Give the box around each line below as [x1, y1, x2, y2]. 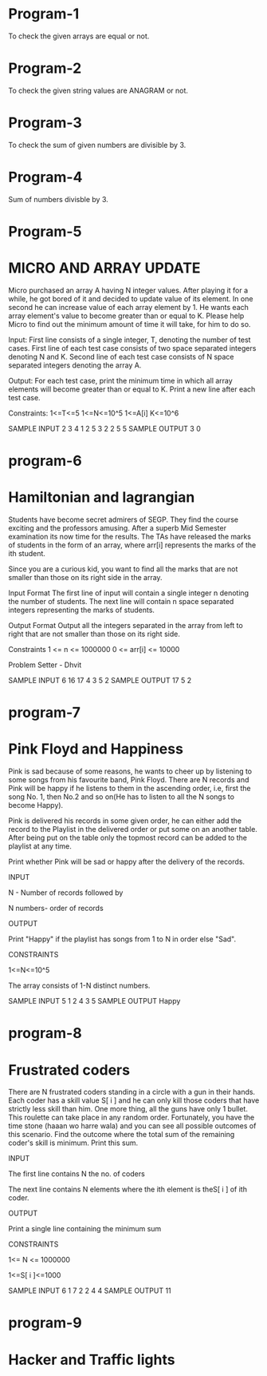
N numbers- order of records [8, 904, 104, 913]
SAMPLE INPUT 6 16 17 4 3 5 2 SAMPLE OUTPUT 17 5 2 [8, 676, 192, 685]
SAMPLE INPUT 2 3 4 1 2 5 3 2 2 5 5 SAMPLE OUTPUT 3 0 [8, 424, 201, 433]
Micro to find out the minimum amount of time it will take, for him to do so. [8, 319, 251, 328]
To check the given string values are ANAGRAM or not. [8, 86, 189, 95]
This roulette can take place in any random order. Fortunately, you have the [8, 1112, 255, 1123]
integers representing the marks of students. [8, 605, 155, 614]
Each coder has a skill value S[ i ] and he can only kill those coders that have [8, 1096, 260, 1105]
